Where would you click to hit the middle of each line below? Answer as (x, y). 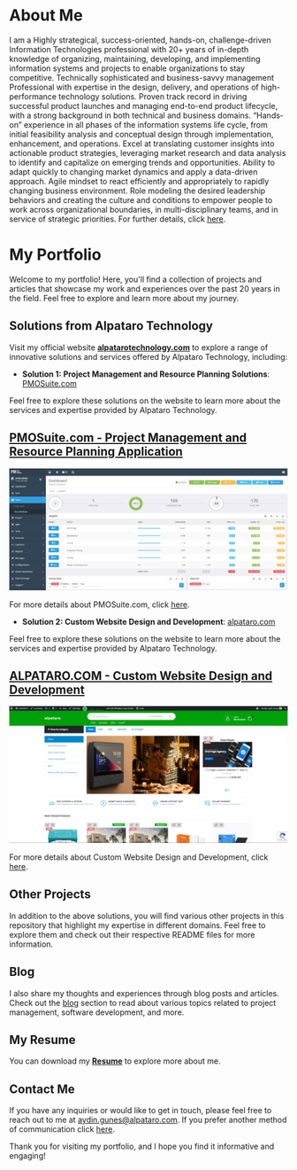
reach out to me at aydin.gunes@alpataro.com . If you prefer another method (148, 1120)
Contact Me (42, 1089)
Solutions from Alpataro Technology (111, 326)
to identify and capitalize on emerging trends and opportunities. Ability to (142, 162)
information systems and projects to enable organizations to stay (127, 68)
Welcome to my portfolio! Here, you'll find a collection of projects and (136, 279)
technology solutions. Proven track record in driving (153, 96)
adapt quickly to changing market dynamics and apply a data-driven (133, 172)
